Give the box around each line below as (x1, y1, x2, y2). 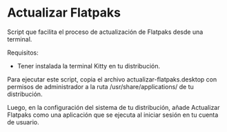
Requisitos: (7, 48, 39, 57)
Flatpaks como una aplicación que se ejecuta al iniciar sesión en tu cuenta (7, 111, 219, 119)
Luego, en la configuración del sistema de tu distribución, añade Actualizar (7, 103, 220, 111)
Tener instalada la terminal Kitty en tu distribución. (17, 62, 161, 70)
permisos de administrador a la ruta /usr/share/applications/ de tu (7, 82, 195, 91)
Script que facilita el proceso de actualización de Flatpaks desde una (7, 28, 204, 36)
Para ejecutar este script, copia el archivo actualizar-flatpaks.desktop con (7, 75, 217, 84)
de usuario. (7, 117, 39, 126)
